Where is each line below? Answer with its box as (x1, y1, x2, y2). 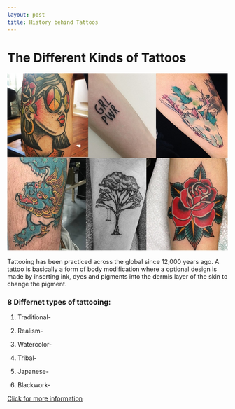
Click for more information (7, 394, 83, 403)
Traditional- (17, 312, 51, 321)
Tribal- (17, 354, 37, 362)
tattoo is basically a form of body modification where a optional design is (7, 265, 218, 273)
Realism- (17, 326, 43, 335)
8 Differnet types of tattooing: (7, 297, 111, 307)
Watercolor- (17, 340, 52, 348)
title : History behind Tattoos (7, 18, 99, 26)
